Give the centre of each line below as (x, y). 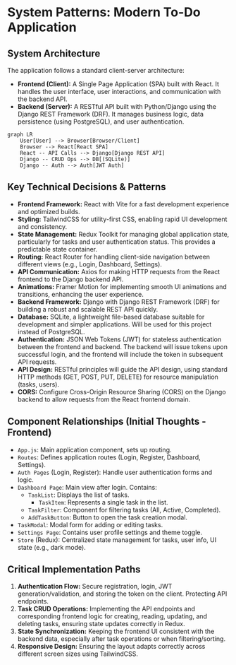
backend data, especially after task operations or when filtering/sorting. (122, 639)
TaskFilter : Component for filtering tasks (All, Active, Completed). (124, 510)
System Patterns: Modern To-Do (104, 12)
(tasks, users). (38, 384)
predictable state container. (57, 249)
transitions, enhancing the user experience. (81, 294)
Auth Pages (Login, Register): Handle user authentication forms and (115, 472)
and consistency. (42, 226)
